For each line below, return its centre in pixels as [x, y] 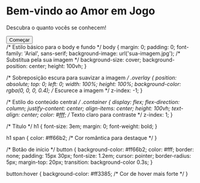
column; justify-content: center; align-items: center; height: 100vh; [88, 108]
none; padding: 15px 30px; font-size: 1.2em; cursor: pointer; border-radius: [98, 155]
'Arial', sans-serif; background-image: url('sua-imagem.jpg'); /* [102, 53]
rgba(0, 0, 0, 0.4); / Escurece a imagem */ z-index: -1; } [74, 90]
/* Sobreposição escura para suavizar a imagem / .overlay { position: [92, 77]
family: [14, 53]
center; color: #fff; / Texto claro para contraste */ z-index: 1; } [97, 114]
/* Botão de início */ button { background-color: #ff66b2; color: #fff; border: [100, 149]
